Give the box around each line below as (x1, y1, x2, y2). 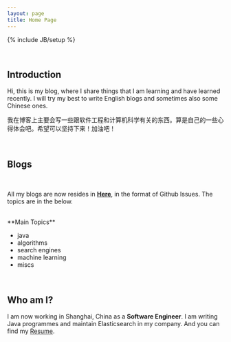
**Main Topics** (7, 218, 56, 226)
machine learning (16, 253, 67, 262)
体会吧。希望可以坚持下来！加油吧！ (12, 125, 115, 133)
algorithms (16, 239, 48, 247)
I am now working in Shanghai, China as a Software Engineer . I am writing (7, 312, 218, 321)
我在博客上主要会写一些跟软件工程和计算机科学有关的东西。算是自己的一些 (7, 116, 218, 124)
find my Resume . (7, 327, 55, 335)
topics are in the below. (7, 197, 74, 205)
